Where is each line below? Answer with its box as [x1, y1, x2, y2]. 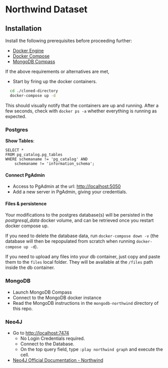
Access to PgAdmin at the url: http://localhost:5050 [12, 183, 121, 189]
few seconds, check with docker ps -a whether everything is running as [5, 108, 157, 114]
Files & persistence [5, 200, 47, 206]
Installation [5, 24, 42, 33]
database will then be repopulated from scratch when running [5, 238, 135, 244]
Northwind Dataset [5, 4, 88, 15]
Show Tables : [5, 138, 35, 144]
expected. [5, 113, 27, 119]
